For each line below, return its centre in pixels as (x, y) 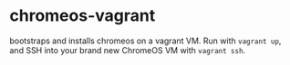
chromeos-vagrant (83, 16)
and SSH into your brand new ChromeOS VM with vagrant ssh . (128, 50)
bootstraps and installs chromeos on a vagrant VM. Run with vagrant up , (145, 41)
